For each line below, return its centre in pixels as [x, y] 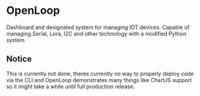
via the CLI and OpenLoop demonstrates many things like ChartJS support [99, 80]
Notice [19, 59]
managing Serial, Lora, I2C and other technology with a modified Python [96, 33]
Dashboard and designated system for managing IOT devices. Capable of [98, 27]
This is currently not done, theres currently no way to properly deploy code [100, 74]
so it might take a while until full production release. [71, 86]
